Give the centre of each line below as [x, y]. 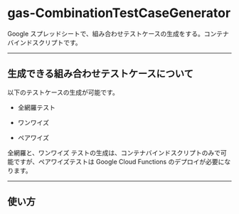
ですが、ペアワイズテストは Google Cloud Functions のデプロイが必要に [119, 161]
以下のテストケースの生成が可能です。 [63, 92]
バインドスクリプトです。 [44, 42]
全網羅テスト [36, 107]
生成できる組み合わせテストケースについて [100, 74]
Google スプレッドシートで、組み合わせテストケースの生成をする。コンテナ [118, 33]
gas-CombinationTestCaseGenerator [119, 13]
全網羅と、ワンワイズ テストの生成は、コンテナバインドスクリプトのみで [114, 153]
